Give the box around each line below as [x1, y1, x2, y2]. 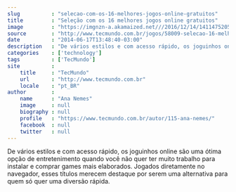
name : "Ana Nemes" [20, 96, 93, 103]
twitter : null [20, 128, 71, 135]
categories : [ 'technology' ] [7, 50, 102, 57]
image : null [20, 102, 71, 109]
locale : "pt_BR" [20, 82, 80, 89]
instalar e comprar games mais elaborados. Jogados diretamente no [7, 162, 205, 171]
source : [7, 30, 55, 37]
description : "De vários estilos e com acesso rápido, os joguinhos [7, 43, 221, 50]
